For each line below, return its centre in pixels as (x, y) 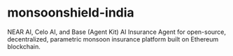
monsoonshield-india (71, 13)
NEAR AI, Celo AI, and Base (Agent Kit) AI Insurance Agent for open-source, (116, 32)
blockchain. (24, 46)
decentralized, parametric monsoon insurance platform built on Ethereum (113, 39)
